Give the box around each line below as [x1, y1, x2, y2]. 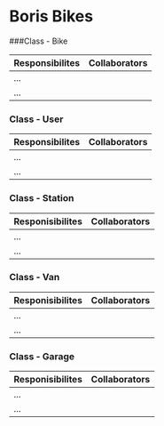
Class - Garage [9, 350, 75, 362]
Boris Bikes [9, 6, 94, 27]
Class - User [9, 113, 64, 125]
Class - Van [9, 271, 60, 284]
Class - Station [9, 192, 74, 205]
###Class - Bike [9, 36, 68, 46]
